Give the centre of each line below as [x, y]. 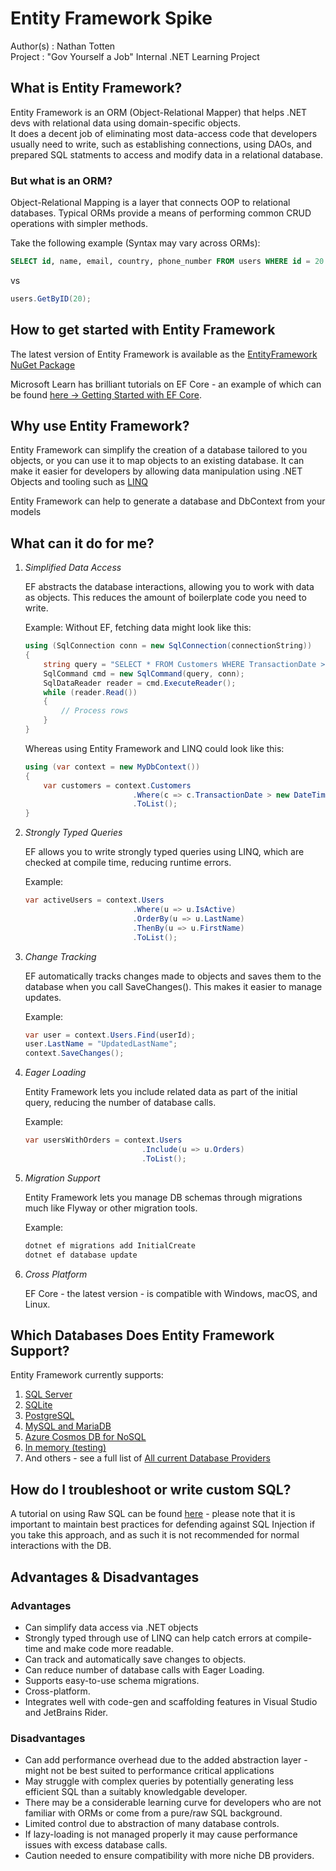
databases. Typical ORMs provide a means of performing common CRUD [161, 213]
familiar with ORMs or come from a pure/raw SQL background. [153, 1813]
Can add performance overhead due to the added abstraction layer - [166, 1760]
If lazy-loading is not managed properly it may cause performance [161, 1834]
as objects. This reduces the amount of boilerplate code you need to [165, 598]
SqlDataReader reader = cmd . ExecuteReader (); [140, 683]
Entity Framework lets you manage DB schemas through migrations [163, 1197]
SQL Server [48, 1394]
